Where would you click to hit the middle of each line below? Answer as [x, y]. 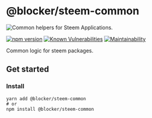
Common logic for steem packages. [50, 50]
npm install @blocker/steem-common [50, 109]
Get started [28, 69]
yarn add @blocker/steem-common [46, 99]
